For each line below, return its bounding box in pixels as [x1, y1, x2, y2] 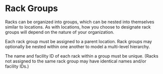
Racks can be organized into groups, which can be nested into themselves [5, 19, 155, 25]
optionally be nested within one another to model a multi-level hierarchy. [5, 44, 150, 49]
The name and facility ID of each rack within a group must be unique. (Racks [5, 53, 159, 59]
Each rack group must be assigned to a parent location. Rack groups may [5, 38, 152, 44]
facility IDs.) [5, 63, 29, 69]
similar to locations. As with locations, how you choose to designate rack [5, 24, 151, 30]
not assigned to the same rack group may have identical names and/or [5, 58, 146, 64]
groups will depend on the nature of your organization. [5, 29, 114, 35]
